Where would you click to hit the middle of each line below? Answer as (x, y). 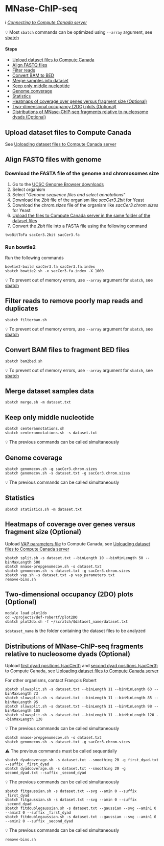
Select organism (29, 189)
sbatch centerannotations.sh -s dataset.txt (51, 433)
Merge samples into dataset (40, 81)
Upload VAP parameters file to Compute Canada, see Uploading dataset (78, 543)
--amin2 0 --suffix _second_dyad (39, 821)
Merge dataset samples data (49, 391)
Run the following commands (35, 258)
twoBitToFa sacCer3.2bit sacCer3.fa (42, 235)
